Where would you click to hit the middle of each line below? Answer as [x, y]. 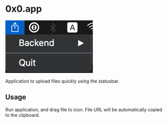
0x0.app [24, 9]
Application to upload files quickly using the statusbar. [62, 81]
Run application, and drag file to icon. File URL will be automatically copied [84, 109]
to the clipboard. [22, 115]
